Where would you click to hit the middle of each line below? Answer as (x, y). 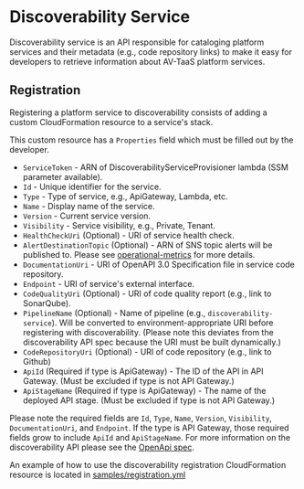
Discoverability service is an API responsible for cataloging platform (137, 42)
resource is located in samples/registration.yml (98, 474)
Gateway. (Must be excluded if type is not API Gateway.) (128, 380)
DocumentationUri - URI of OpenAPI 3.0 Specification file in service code (158, 264)
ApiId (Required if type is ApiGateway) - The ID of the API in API (143, 371)
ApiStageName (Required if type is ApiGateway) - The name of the (144, 390)
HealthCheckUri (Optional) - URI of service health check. (128, 235)
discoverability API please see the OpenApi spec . (102, 447)
